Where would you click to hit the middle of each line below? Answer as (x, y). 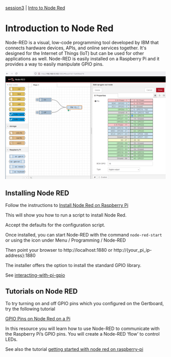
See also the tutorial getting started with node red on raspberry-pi (74, 349)
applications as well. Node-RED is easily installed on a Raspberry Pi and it (82, 58)
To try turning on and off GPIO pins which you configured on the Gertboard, (84, 304)
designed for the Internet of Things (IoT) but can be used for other (75, 53)
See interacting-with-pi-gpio (35, 275)
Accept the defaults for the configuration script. (55, 225)
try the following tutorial (30, 309)
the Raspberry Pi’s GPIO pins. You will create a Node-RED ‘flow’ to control (82, 334)
